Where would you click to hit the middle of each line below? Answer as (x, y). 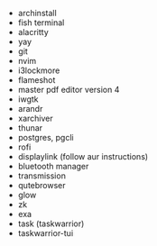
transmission (42, 176)
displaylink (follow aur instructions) (83, 156)
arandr (30, 109)
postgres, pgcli (46, 137)
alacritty (33, 32)
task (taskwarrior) (51, 223)
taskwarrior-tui (46, 233)
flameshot (37, 80)
